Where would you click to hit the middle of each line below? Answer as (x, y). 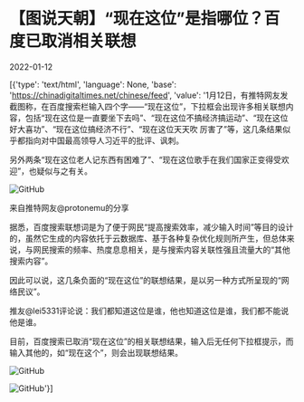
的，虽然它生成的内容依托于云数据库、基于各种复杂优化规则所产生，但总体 (148, 238)
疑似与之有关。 (65, 171)
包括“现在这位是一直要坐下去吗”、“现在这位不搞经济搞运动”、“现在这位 (157, 118)
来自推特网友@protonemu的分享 (69, 207)
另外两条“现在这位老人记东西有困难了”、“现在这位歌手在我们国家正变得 (142, 159)
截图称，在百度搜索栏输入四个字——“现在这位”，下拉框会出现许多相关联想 (148, 106)
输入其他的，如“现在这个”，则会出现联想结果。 (96, 352)
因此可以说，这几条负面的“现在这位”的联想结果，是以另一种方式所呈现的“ (146, 280)
